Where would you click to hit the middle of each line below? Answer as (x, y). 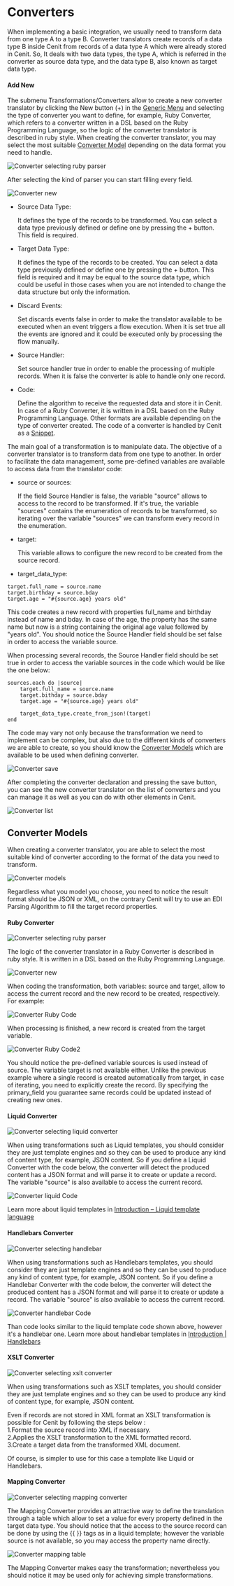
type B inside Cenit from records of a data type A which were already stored (117, 46)
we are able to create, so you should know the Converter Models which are (115, 748)
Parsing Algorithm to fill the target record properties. (83, 906)
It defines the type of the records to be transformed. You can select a (117, 221)
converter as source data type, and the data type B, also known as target (112, 61)
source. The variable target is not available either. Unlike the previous (107, 1070)
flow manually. (38, 342)
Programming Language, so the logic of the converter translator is (102, 130)
